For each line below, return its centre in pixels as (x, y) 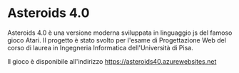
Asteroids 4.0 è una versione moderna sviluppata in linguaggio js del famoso (120, 33)
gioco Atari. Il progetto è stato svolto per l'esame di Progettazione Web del (117, 40)
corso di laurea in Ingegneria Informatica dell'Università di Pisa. (101, 47)
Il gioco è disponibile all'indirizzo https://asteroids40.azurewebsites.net (112, 61)
